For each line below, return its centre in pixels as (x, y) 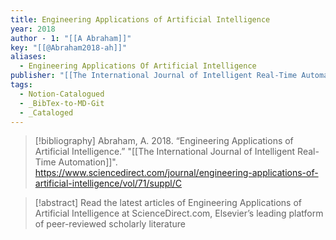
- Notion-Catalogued (62, 94)
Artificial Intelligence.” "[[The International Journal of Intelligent (165, 152)
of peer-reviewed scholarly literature (110, 224)
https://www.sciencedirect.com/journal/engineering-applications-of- (176, 173)
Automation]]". (88, 162)
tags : (21, 85)
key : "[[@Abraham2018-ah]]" (69, 47)
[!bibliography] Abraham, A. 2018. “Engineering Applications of (164, 141)
